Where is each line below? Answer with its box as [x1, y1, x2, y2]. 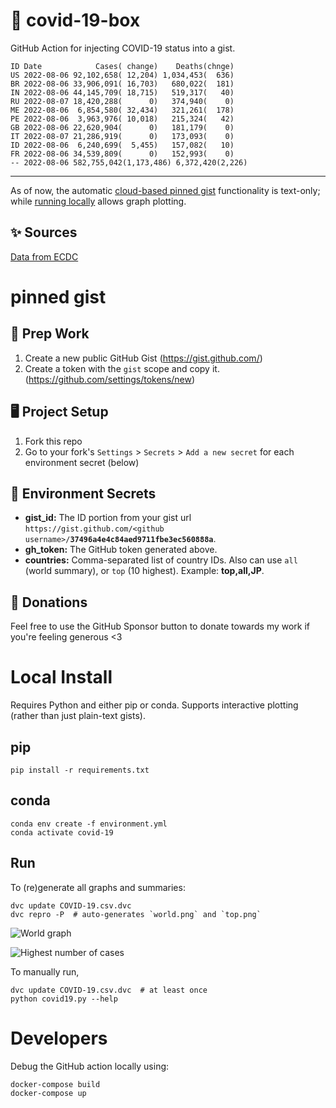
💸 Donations [10, 594, 88, 611]
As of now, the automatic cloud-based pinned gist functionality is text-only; [10, 184, 321, 196]
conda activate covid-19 [10, 827, 114, 838]
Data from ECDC [10, 250, 79, 263]
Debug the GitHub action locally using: [10, 1060, 170, 1072]
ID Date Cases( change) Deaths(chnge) [10, 61, 235, 71]
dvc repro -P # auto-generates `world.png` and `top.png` [10, 909, 262, 919]
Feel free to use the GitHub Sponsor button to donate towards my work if [10, 620, 311, 633]
